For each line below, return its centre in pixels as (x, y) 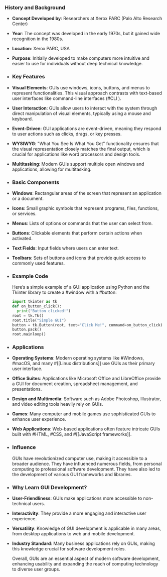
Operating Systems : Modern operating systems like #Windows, (78, 358)
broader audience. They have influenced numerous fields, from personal (87, 464)
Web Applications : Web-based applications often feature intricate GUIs (86, 429)
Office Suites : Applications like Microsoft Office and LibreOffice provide (86, 379)
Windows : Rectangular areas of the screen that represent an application (87, 193)
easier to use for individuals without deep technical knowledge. (77, 64)
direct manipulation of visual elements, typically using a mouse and (81, 113)
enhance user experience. (39, 419)
